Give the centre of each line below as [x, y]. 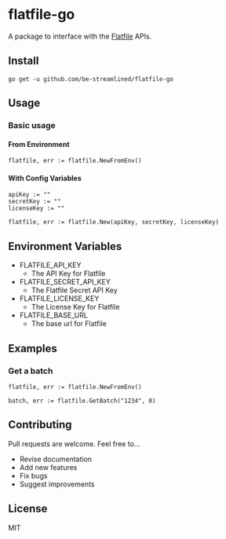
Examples [33, 348]
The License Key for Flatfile [75, 307]
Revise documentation [56, 459]
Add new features [48, 467]
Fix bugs [33, 475]
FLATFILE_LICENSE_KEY [59, 299]
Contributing [40, 425]
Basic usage [32, 126]
